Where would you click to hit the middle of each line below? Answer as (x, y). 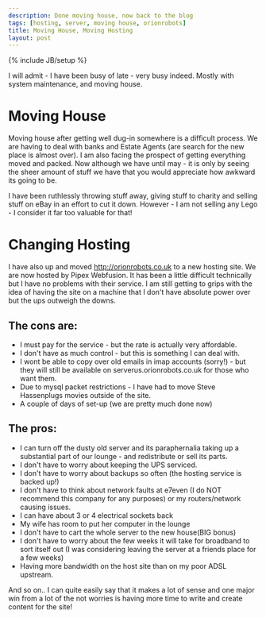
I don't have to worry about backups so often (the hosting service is (131, 473)
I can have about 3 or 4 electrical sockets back (96, 515)
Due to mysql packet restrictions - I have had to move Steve (118, 387)
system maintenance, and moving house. (75, 84)
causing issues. (45, 507)
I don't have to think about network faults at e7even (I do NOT (121, 490)
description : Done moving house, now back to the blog (101, 15)
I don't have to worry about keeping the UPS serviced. (108, 465)
